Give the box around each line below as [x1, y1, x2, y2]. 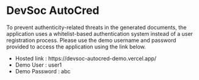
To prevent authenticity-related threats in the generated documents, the [6, 24, 187, 31]
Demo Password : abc [15, 67, 71, 75]
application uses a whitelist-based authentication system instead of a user [6, 30, 194, 37]
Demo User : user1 [15, 61, 62, 68]
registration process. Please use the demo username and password [6, 36, 176, 44]
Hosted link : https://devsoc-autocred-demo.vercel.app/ [15, 55, 157, 62]
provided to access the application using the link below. [6, 43, 147, 50]
